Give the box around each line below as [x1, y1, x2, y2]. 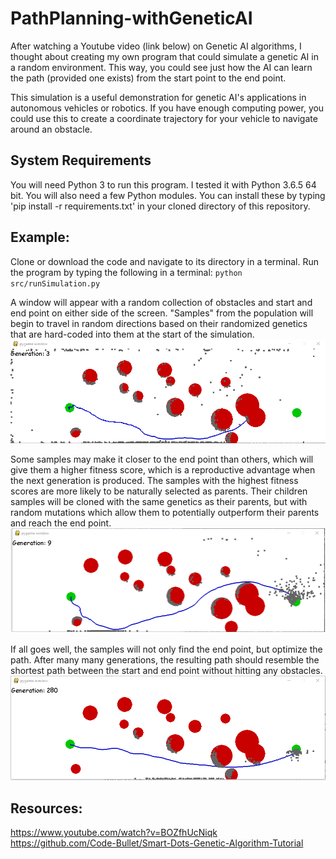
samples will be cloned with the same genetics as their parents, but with [10, 495, 308, 507]
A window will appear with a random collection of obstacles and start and [10, 296, 313, 308]
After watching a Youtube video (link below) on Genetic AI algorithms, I [10, 40, 302, 52]
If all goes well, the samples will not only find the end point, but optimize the [10, 643, 323, 655]
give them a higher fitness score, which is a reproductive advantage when [10, 463, 316, 476]
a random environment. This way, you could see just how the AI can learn [10, 61, 313, 73]
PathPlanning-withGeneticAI [10, 7, 253, 30]
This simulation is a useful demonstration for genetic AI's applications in [10, 91, 307, 103]
